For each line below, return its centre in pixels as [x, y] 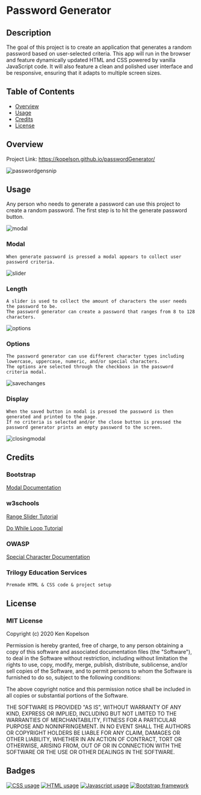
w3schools [23, 503]
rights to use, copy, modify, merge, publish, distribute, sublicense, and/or [97, 664]
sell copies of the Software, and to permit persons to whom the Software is [99, 671]
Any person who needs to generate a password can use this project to [93, 204]
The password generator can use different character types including [95, 356]
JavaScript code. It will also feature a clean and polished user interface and [100, 66]
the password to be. [32, 307]
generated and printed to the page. [52, 416]
